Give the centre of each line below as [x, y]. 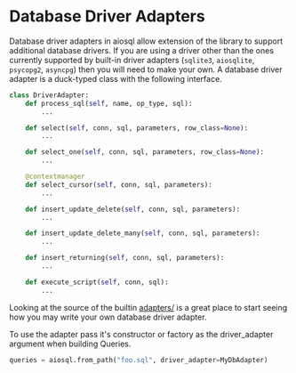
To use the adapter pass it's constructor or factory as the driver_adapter [141, 334]
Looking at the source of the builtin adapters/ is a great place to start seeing [148, 307]
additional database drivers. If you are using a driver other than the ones [141, 50]
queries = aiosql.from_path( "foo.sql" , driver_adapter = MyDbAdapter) [139, 360]
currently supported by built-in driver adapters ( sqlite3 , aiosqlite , [132, 60]
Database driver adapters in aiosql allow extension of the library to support [146, 41]
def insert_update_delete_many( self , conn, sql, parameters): [143, 233]
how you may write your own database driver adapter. [108, 317]
